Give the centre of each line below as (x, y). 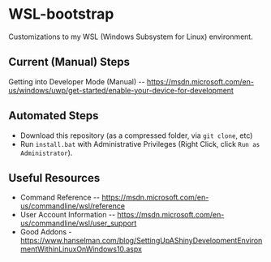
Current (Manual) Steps (69, 62)
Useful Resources (54, 178)
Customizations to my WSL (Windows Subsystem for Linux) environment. (131, 37)
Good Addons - (46, 232)
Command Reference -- (60, 198)
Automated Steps (54, 116)
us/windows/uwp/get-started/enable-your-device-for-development (121, 90)
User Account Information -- (68, 215)
